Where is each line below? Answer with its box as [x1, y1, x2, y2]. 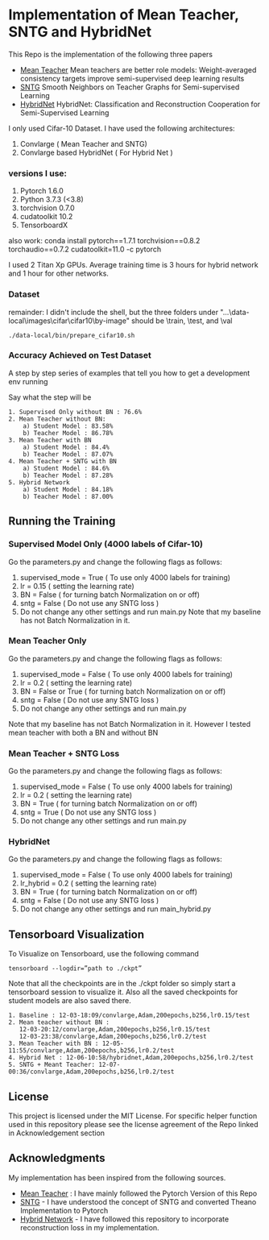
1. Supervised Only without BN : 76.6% [8, 408, 143, 416]
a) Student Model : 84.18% [23, 485, 114, 493]
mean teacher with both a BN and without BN [8, 728, 159, 737]
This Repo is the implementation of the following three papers [8, 49, 213, 59]
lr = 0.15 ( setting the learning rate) [19, 581, 134, 591]
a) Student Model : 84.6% [23, 464, 110, 472]
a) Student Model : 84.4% [23, 443, 110, 451]
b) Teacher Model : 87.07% [23, 450, 114, 458]
